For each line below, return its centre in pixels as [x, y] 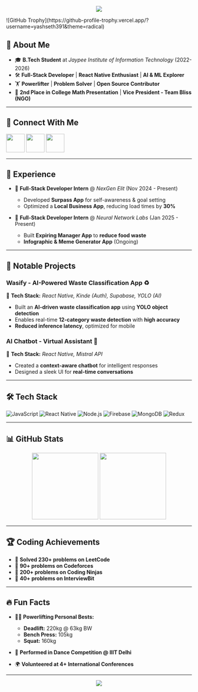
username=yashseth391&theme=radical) [55, 26]
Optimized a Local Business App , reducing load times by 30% [99, 206]
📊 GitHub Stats [35, 439]
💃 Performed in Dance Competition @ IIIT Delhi [73, 652]
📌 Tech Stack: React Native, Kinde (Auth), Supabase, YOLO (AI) [84, 296]
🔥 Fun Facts [28, 602]
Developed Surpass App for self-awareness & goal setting [95, 200]
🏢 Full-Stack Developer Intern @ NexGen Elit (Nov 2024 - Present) [96, 189]
